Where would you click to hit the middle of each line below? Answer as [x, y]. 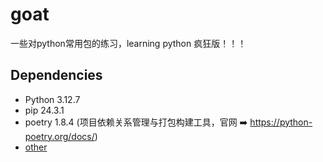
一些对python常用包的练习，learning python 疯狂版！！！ [128, 43]
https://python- [281, 122]
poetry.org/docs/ [59, 136]
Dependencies [56, 75]
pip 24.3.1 [44, 110]
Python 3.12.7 [52, 99]
